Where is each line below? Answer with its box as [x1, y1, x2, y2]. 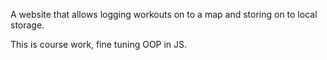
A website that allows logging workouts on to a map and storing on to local [10, 9, 318, 20]
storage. [10, 19, 45, 31]
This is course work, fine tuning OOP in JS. [10, 39, 188, 50]
